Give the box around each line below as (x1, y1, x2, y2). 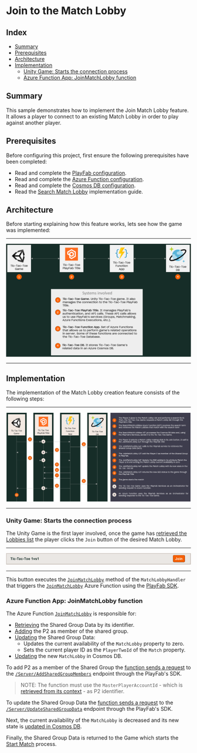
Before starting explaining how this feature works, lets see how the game (6, 221, 183, 228)
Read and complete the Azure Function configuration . (14, 175, 144, 182)
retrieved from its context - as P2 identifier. (20, 688, 125, 695)
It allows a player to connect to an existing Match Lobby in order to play (6, 113, 179, 120)
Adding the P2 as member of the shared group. (14, 627, 129, 635)
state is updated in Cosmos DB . (6, 723, 82, 730)
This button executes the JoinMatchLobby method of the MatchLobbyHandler (6, 576, 186, 583)
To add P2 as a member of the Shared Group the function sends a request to (6, 664, 191, 671)
